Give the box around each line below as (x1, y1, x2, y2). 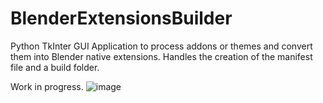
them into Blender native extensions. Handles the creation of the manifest (10, 50, 313, 62)
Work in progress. (10, 80, 84, 92)
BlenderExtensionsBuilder (10, 7, 233, 30)
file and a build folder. (10, 61, 100, 73)
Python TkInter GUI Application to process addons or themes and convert (10, 40, 313, 52)
